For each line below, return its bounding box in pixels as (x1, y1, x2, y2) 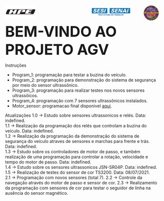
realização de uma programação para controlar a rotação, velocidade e (5, 154, 148, 160)
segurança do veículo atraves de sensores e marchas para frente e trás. (5, 138, 150, 144)
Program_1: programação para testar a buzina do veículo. (12, 72, 127, 78)
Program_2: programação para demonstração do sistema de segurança (12, 77, 156, 83)
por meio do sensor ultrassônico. (12, 82, 79, 88)
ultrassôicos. (12, 92, 38, 98)
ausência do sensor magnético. (5, 190, 68, 196)
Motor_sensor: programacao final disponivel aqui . (12, 103, 112, 109)
